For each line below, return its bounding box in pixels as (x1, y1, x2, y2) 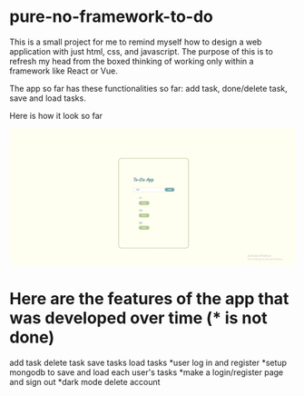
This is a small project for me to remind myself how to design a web (9, 36, 262, 47)
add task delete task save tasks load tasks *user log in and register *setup (9, 357, 288, 369)
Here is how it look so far (9, 110, 103, 121)
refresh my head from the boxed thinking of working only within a (9, 55, 254, 66)
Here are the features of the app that (9, 289, 289, 310)
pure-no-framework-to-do (9, 6, 213, 27)
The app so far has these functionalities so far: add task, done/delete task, (9, 83, 288, 94)
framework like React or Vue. (9, 65, 118, 76)
